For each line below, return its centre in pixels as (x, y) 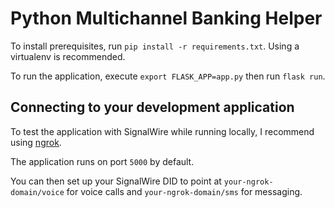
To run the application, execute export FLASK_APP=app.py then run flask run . (168, 76)
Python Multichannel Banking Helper (166, 18)
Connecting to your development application (152, 107)
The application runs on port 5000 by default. (102, 161)
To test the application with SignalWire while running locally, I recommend (162, 131)
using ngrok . (36, 142)
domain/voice (37, 192)
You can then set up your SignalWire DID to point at (116, 181)
